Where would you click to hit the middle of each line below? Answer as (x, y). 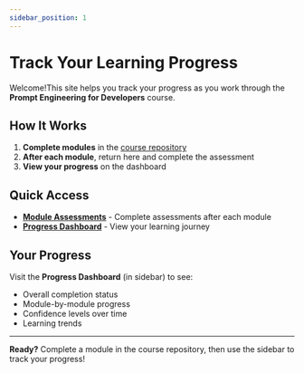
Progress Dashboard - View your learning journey (116, 226)
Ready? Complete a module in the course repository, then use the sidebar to (152, 349)
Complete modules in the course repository (104, 148)
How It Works (48, 125)
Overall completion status (70, 294)
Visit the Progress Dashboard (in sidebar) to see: (101, 277)
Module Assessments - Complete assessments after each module (147, 217)
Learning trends (52, 323)
